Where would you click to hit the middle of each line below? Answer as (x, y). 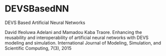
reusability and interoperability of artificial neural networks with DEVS (77, 37)
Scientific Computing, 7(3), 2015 (38, 48)
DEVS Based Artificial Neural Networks (45, 22)
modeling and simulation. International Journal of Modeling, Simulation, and (83, 42)
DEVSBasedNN (37, 9)
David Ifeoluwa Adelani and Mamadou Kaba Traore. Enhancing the (73, 32)
